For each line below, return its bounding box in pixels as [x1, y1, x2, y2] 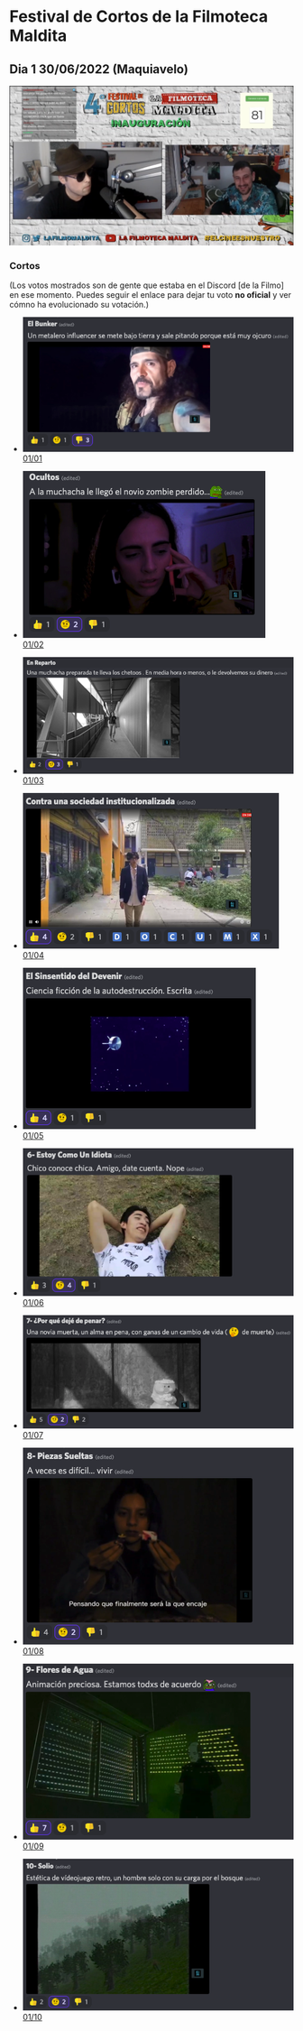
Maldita [9, 25, 68, 46]
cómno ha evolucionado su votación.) [9, 300, 150, 310]
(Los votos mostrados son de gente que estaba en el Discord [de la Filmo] [9, 280, 284, 291]
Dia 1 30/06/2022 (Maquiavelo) [9, 61, 189, 77]
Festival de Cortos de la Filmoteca [9, 6, 269, 27]
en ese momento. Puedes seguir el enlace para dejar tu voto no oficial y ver [9, 290, 291, 300]
